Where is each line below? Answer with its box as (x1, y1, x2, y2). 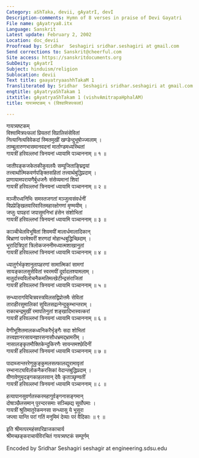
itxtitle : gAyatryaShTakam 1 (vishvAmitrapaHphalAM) (6, 94, 144, 100)
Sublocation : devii (6, 72, 56, 78)
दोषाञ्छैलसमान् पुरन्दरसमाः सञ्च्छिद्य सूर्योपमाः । (6, 399, 96, 407)
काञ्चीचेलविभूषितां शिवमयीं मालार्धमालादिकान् (6, 228, 91, 235)
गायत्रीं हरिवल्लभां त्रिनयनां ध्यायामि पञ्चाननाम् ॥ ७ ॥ (6, 347, 107, 355)
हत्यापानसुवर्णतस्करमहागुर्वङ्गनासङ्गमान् (6, 392, 84, 400)
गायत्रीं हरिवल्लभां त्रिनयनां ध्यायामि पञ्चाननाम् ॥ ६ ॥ (6, 314, 107, 321)
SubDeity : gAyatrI (6, 60, 53, 66)
